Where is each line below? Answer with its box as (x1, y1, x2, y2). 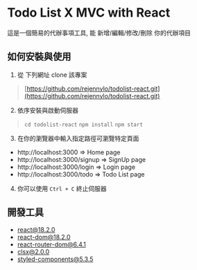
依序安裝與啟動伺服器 (17, 106, 78, 114)
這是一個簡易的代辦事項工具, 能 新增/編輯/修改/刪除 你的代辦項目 (7, 28, 191, 37)
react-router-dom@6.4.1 (17, 240, 87, 249)
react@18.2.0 (17, 225, 55, 233)
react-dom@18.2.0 (17, 233, 71, 241)
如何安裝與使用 (7, 51, 71, 63)
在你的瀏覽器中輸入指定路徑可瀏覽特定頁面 (17, 134, 139, 143)
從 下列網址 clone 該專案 (17, 71, 87, 79)
